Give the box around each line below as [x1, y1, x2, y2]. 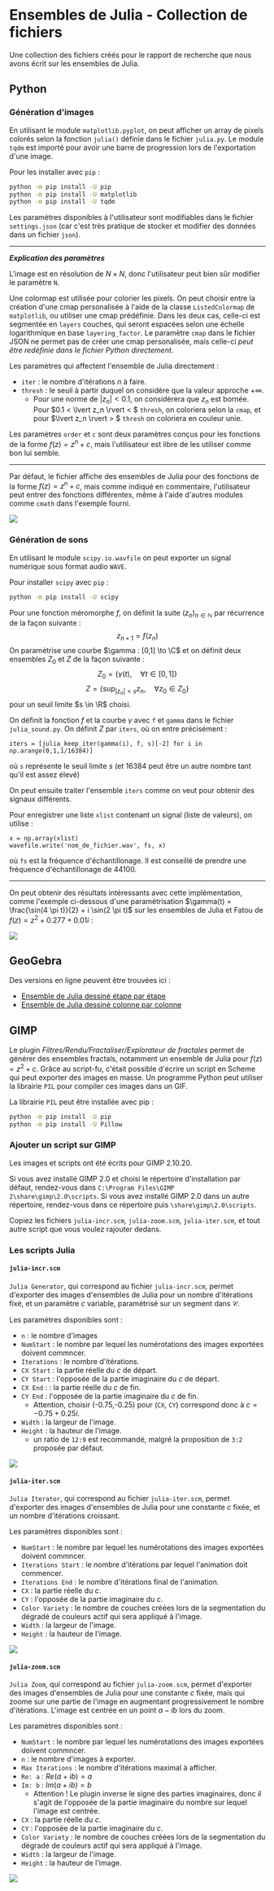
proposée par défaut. [33, 1443, 105, 1453]
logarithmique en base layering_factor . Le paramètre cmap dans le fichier [9, 328, 255, 338]
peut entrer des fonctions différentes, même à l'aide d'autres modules [9, 490, 243, 500]
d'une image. [9, 151, 54, 160]
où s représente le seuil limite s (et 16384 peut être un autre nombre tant [9, 761, 251, 770]
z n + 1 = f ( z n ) [116, 631, 159, 643]
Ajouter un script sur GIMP [9, 1139, 116, 1151]
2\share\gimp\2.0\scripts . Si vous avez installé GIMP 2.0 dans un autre [9, 1191, 250, 1200]
